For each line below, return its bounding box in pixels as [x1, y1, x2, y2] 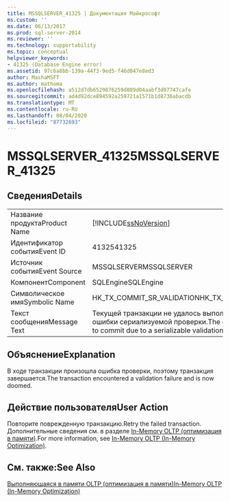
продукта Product [10, 218, 67, 227]
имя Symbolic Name [10, 297, 75, 306]
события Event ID [10, 247, 66, 256]
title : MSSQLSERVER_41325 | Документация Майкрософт [7, 10, 161, 17]
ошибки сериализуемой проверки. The [92, 317, 221, 326]
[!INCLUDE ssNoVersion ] [92, 218, 170, 227]
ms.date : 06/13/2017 [7, 23, 66, 30]
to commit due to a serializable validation [92, 326, 224, 335]
